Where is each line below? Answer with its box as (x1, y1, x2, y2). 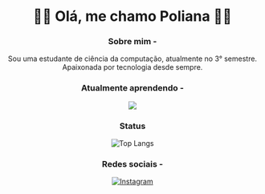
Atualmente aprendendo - (80, 83, 185, 94)
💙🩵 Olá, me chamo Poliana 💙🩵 (33, 7, 232, 26)
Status (119, 120, 146, 131)
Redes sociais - (101, 159, 164, 169)
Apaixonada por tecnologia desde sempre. (62, 63, 203, 72)
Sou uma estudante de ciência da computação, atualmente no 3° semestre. (8, 54, 257, 63)
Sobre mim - (108, 36, 157, 47)
